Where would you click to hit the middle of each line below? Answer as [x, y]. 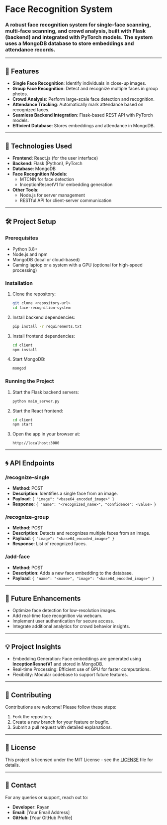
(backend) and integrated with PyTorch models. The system [79, 37]
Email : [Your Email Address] [41, 812]
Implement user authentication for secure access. [63, 621]
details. [13, 765]
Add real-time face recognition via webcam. [57, 616]
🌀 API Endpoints [30, 463]
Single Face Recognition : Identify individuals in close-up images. [79, 83]
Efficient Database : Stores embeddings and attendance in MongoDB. [83, 126]
